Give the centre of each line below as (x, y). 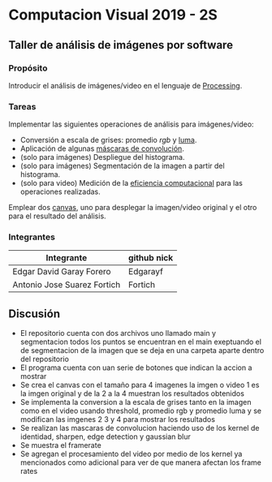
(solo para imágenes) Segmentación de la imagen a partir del (122, 166)
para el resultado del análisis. (58, 216)
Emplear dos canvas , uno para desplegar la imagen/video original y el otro (133, 208)
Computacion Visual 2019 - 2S (113, 15)
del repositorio (44, 359)
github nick (151, 258)
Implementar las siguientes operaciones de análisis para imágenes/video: (131, 124)
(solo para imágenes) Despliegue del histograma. (102, 157)
